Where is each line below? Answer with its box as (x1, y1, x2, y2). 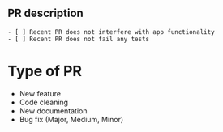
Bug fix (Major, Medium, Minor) (19, 114, 124, 124)
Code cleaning (19, 97, 69, 107)
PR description (7, 6, 84, 20)
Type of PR (7, 62, 83, 80)
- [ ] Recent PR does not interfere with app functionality (7, 28, 216, 36)
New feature (19, 88, 62, 98)
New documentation (19, 105, 88, 116)
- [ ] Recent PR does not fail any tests (7, 35, 150, 43)
